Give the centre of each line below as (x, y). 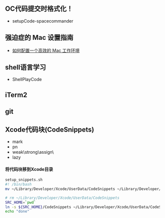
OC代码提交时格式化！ (39, 9)
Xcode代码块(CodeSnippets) (50, 129)
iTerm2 (16, 95)
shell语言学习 (26, 68)
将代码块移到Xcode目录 (29, 169)
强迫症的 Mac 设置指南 (39, 38)
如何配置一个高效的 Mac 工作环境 (46, 50)
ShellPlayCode (27, 80)
